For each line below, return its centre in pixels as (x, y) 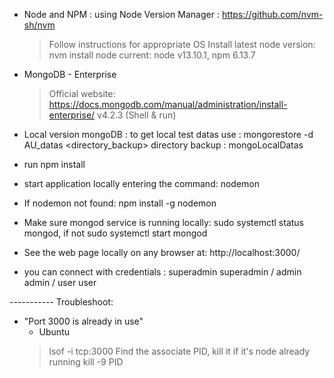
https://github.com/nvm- (272, 14)
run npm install (54, 164)
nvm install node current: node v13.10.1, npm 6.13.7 (152, 55)
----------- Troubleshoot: (61, 302)
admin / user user (60, 282)
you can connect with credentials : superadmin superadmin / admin (162, 272)
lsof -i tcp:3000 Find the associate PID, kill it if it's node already (179, 351)
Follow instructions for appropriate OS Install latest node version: (182, 44)
